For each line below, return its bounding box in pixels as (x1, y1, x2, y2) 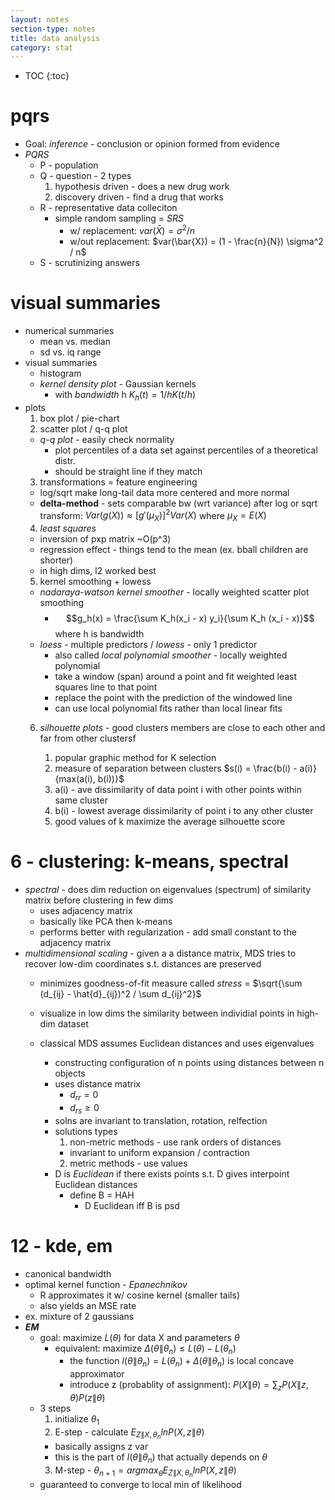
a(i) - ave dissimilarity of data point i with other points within (54, 784, 302, 796)
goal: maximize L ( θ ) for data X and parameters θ (39, 1331, 240, 1343)
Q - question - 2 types (39, 170, 132, 182)
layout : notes (10, 14, 70, 25)
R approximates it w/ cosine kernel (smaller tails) (39, 1289, 240, 1301)
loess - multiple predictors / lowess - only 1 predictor (39, 639, 258, 651)
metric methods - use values (69, 1157, 188, 1169)
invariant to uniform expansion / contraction (69, 1146, 251, 1158)
